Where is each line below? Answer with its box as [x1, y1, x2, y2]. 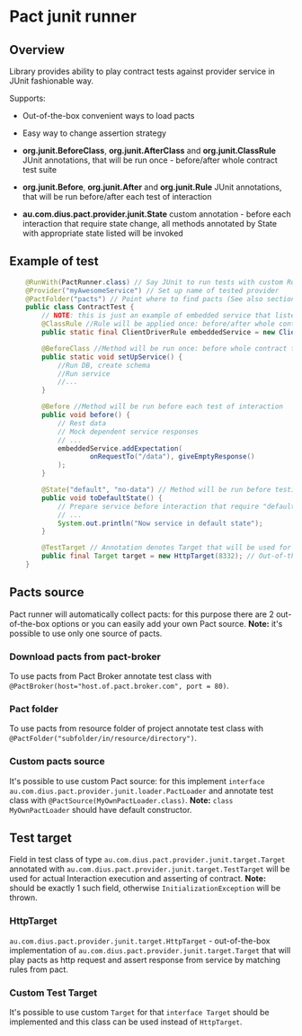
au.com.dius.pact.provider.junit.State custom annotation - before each [22, 209, 291, 219]
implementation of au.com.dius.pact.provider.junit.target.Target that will [9, 944, 291, 955]
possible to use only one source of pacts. [9, 628, 163, 639]
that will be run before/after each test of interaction [22, 192, 212, 201]
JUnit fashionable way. [9, 76, 94, 86]
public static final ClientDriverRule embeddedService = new [41, 328, 276, 337]
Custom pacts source [9, 755, 105, 768]
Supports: [9, 93, 47, 103]
